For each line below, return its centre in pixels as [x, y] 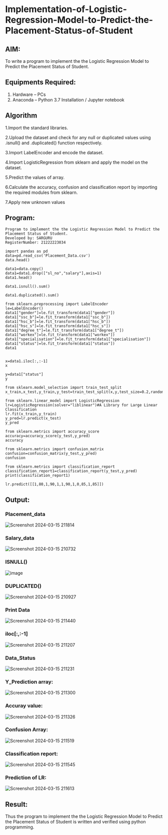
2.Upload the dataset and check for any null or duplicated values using [78, 137]
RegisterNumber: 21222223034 [35, 243]
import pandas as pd [27, 251]
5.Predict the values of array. [35, 177]
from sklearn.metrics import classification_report [60, 467]
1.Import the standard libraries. [37, 128]
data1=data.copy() [24, 269]
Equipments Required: [40, 82]
